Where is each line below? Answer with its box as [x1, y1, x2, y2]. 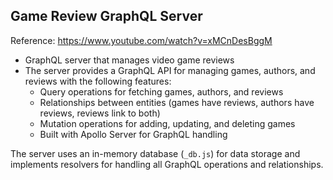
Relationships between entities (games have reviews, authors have [39, 96, 315, 108]
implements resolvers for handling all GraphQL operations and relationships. [10, 158, 324, 170]
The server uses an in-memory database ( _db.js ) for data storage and [10, 147, 301, 159]
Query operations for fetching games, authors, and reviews [39, 85, 284, 98]
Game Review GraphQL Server [10, 8, 203, 25]
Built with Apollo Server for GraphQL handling [39, 128, 228, 140]
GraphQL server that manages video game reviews [24, 54, 235, 66]
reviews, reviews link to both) [39, 107, 161, 119]
